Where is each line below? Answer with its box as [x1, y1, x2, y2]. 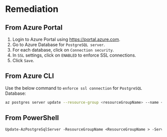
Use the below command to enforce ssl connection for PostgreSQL [5, 85, 143, 91]
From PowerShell [5, 114, 59, 122]
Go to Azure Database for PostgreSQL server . [12, 42, 105, 48]
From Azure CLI [5, 72, 54, 80]
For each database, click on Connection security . [12, 47, 114, 53]
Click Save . [12, 58, 35, 63]
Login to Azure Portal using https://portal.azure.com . [12, 36, 121, 42]
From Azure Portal [5, 23, 63, 32]
